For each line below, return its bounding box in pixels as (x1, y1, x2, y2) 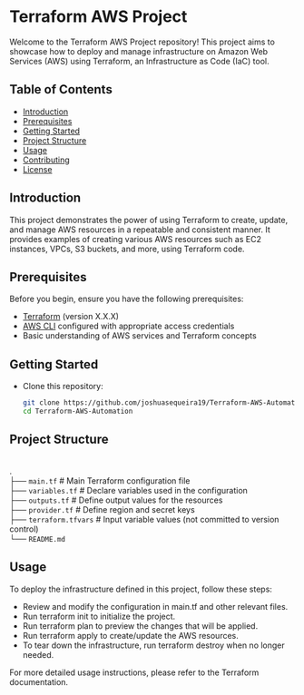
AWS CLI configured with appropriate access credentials (22, 320, 235, 332)
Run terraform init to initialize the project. (22, 611, 176, 622)
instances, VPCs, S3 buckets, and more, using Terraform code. (9, 243, 245, 254)
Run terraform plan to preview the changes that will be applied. (22, 620, 259, 631)
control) (9, 524, 39, 534)
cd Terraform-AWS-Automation (22, 406, 133, 416)
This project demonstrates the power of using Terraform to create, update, (9, 214, 289, 225)
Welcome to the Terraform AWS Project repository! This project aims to (9, 36, 275, 47)
